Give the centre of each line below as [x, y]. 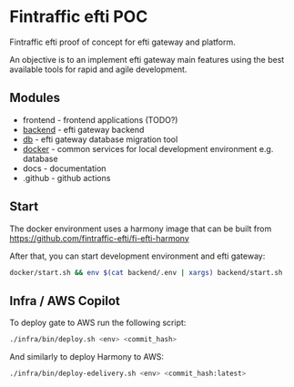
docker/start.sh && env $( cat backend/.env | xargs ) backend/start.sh [146, 272]
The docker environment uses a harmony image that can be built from [141, 229]
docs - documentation [64, 168]
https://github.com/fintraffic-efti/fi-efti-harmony [99, 238]
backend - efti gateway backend [83, 129]
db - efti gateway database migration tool [100, 139]
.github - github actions [66, 178]
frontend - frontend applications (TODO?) [100, 119]
